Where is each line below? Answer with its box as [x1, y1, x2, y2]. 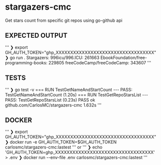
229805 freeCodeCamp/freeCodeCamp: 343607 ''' [48, 60, 151, 65]
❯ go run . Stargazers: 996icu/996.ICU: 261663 [5, 55, 99, 60]
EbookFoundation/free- [100, 55, 147, 60]
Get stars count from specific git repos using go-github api [5, 17, 123, 23]
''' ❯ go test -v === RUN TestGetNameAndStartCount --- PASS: [5, 87, 132, 92]
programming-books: [5, 60, 48, 65]
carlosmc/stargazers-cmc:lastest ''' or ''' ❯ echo [5, 144, 103, 150]
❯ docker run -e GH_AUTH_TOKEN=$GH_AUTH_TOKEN [5, 139, 117, 145]
